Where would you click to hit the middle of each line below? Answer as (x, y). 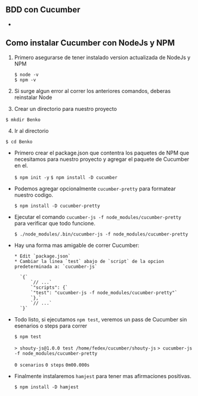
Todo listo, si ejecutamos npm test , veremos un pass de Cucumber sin (100, 319)
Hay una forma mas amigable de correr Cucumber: (77, 245)
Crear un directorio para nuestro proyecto (66, 109)
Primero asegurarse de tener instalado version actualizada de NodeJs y (102, 57)
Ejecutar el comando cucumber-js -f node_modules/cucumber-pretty (98, 216)
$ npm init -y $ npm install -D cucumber (66, 177)
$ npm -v (25, 80)
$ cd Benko (19, 142)
